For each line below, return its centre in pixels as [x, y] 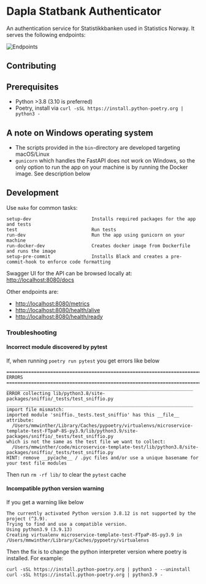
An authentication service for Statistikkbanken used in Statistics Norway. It [101, 28]
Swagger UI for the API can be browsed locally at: [69, 273]
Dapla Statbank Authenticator [84, 11]
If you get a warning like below [45, 502]
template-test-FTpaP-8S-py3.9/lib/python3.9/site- [72, 431]
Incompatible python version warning [55, 488]
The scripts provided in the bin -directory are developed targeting [98, 147]
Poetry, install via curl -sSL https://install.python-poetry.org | [99, 108]
